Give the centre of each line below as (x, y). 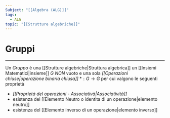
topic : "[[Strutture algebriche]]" (43, 24)
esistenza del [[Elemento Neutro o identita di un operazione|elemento (85, 99)
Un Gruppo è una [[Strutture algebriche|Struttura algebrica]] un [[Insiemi (81, 68)
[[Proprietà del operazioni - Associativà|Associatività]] (70, 94)
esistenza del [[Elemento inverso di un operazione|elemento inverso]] (85, 110)
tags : (11, 15)
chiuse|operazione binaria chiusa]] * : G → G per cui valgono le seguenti (81, 78)
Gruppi (20, 49)
